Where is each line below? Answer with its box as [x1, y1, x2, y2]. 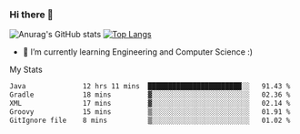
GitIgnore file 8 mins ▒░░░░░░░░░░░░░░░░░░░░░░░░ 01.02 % [9, 116, 291, 125]
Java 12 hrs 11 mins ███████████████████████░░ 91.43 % [9, 82, 291, 91]
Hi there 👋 [9, 8, 55, 21]
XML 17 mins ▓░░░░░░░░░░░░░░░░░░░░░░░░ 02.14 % [9, 99, 291, 108]
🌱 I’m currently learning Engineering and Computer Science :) [22, 46, 253, 57]
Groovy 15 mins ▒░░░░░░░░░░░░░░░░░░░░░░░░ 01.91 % [9, 107, 291, 117]
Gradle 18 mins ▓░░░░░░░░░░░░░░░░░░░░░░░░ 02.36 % [9, 90, 291, 99]
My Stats [9, 64, 43, 76]
